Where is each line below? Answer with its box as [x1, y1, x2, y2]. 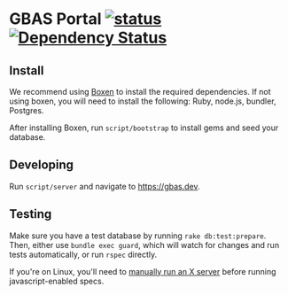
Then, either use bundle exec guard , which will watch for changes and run [9, 239, 280, 250]
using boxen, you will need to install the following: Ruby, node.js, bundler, [9, 96, 276, 106]
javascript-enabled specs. [9, 276, 105, 286]
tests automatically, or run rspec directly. [9, 249, 158, 260]
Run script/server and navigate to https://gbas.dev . [9, 181, 200, 191]
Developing [9, 158, 74, 173]
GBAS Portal [9, 9, 102, 29]
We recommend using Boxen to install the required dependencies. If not [9, 87, 272, 97]
